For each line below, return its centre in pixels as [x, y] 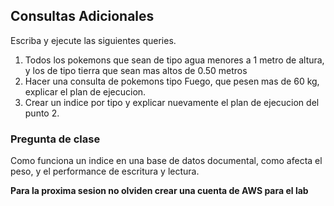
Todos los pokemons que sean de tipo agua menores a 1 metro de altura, [174, 60]
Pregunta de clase [55, 139]
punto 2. [42, 113]
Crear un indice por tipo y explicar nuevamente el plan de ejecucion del [172, 102]
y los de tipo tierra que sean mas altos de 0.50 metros [136, 70]
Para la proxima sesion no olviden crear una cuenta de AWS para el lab [159, 191]
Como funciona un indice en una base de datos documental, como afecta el [166, 161]
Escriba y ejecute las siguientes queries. [93, 40]
